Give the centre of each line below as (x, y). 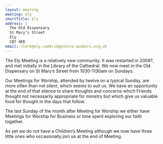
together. (14, 121)
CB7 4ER (18, 42)
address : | (16, 23)
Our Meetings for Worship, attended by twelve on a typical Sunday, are (77, 80)
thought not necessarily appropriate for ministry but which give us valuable (81, 96)
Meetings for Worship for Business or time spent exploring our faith (74, 116)
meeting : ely (19, 14)
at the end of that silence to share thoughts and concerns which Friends (79, 91)
